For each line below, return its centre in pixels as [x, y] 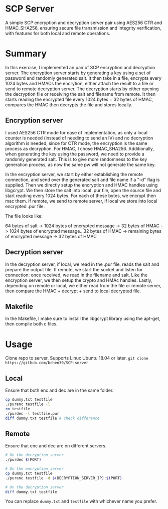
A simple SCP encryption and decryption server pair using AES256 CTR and [84, 23]
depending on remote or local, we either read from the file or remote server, [83, 285]
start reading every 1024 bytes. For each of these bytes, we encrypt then [81, 196]
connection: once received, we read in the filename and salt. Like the [76, 275]
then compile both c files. [31, 324]
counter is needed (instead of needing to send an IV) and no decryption [79, 138]
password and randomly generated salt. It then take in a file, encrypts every [83, 78]
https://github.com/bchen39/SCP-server [47, 363]
